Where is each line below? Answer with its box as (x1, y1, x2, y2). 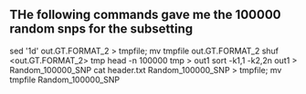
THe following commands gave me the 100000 (9, 7, 281, 23)
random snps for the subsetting (9, 22, 194, 37)
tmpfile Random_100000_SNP (9, 74, 121, 85)
